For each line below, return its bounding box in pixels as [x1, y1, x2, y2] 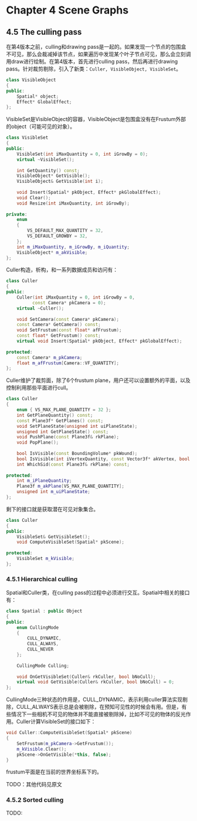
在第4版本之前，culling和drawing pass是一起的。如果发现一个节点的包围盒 [6, 43, 186, 50]
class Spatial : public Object [6, 608, 83, 614]
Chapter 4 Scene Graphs [6, 4, 129, 17]
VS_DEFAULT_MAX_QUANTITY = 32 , [27, 227, 104, 234]
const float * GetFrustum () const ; [16, 333, 101, 339]
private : [6, 211, 28, 217]
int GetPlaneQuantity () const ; [16, 412, 93, 418]
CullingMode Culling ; [16, 662, 69, 669]
